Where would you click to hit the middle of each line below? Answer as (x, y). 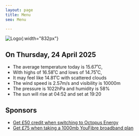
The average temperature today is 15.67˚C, (58, 67)
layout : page (19, 10)
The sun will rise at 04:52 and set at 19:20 (57, 94)
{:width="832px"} (40, 38)
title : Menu (18, 15)
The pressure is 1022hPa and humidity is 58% (61, 89)
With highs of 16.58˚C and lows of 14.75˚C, (57, 73)
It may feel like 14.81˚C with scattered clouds (59, 78)
